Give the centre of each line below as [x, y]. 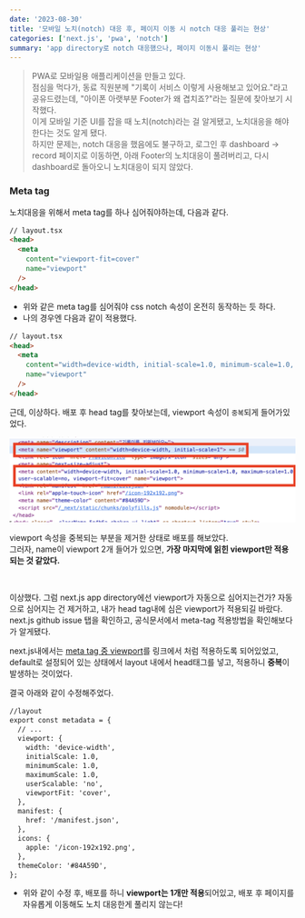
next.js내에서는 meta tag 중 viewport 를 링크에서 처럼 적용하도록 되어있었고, [144, 651]
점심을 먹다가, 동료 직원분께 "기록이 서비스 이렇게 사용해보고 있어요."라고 [160, 87]
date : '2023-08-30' [46, 19]
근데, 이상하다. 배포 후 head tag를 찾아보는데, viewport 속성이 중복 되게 [134, 412]
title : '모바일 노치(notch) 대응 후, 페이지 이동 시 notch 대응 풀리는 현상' [140, 29]
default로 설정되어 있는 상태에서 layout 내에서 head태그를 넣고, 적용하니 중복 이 [150, 663]
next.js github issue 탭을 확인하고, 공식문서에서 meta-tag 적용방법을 [132, 620]
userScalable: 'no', [64, 784]
